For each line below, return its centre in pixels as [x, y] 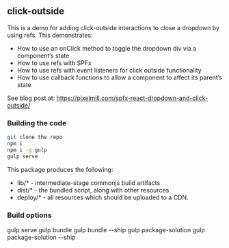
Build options [30, 215]
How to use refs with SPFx [54, 63]
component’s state [43, 55]
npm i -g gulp [27, 150]
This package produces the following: [60, 169]
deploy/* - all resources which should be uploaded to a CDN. [103, 197]
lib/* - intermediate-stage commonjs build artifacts [89, 183]
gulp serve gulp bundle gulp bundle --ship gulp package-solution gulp [106, 230]
